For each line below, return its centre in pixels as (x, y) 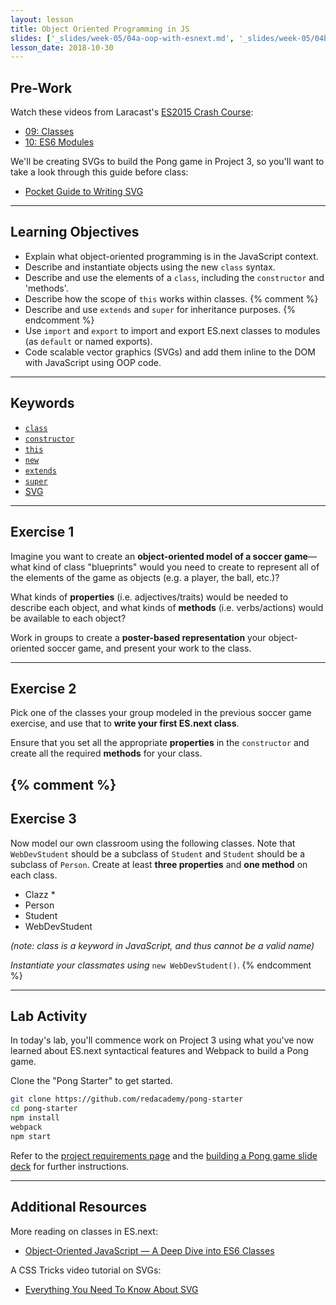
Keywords (42, 403)
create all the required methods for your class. (106, 753)
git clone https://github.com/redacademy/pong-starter (127, 1099)
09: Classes (49, 132)
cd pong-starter (44, 1109)
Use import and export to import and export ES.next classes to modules (172, 330)
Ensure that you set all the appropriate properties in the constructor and (160, 743)
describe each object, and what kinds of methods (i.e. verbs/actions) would (167, 607)
